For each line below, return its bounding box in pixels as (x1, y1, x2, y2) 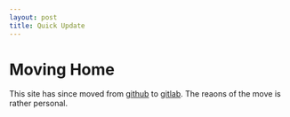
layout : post (9, 12, 58, 22)
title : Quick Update (9, 21, 86, 30)
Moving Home (9, 59, 116, 80)
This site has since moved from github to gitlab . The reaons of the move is (9, 89, 282, 99)
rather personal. (9, 98, 68, 109)
